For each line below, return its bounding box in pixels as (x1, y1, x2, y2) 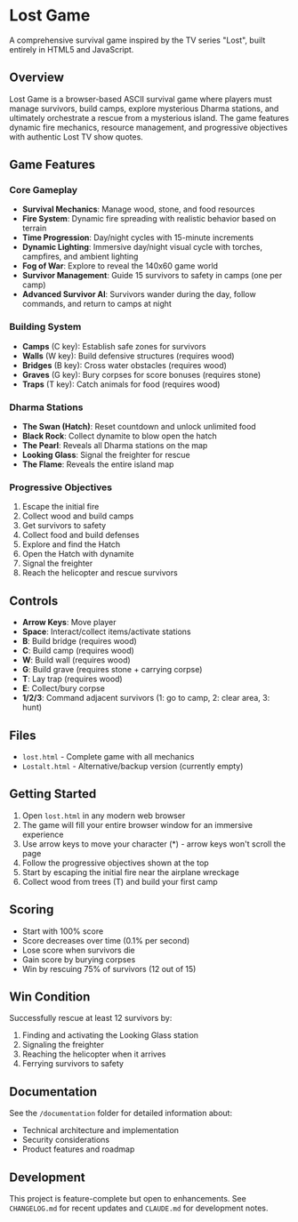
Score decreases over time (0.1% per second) (21, 935, 190, 945)
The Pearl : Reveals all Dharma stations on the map (21, 440, 208, 451)
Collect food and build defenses (21, 530, 140, 541)
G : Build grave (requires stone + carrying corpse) (21, 664, 203, 675)
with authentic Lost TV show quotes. (9, 131, 144, 142)
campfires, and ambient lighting (21, 251, 139, 262)
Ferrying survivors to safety (21, 1058, 125, 1069)
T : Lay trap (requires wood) (21, 673, 123, 685)
